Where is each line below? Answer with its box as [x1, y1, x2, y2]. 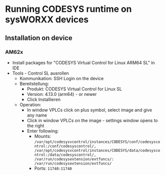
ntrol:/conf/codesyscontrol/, [34, 143, 97, 149]
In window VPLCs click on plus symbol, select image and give [27, 107, 152, 113]
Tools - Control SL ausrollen [12, 70, 69, 76]
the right [27, 123, 44, 129]
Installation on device [5, 34, 73, 42]
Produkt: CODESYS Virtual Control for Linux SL [27, 86, 122, 92]
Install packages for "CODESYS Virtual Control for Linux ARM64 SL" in [12, 59, 155, 65]
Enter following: [27, 128, 59, 134]
